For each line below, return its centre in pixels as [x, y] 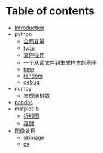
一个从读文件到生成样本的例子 [60, 62]
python [23, 34]
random [33, 76]
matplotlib [27, 109]
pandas [24, 102]
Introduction [29, 28]
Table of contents [50, 11]
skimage [34, 137]
